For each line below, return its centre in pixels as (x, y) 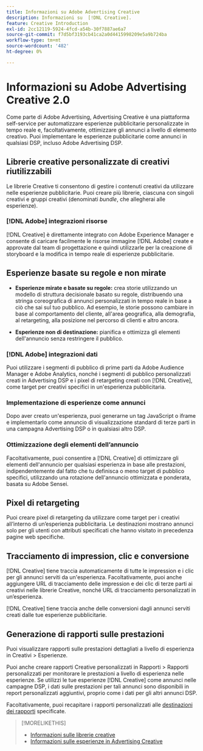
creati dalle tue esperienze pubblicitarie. (57, 615)
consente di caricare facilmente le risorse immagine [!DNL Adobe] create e (100, 241)
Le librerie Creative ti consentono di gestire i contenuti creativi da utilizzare (100, 186)
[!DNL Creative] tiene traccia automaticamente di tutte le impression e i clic (100, 571)
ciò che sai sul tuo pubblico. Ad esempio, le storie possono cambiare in (104, 307)
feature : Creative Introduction (47, 23)
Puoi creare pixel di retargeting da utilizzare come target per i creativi (93, 518)
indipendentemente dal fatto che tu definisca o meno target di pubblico (95, 471)
